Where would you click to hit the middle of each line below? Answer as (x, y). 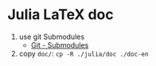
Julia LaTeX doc (60, 15)
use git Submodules (52, 37)
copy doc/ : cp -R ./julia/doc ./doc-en (84, 53)
